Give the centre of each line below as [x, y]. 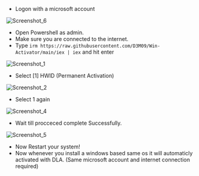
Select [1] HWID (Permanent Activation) [65, 75]
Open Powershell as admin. [49, 32]
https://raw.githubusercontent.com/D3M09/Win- [100, 46]
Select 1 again [33, 99]
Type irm [26, 46]
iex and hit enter [93, 52]
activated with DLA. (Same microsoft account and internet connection [103, 159]
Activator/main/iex [40, 53]
